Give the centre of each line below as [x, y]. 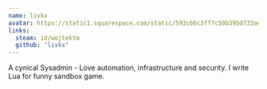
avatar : [21, 23]
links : [19, 30]
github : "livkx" [42, 45]
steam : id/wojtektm [48, 38]
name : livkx [28, 15]
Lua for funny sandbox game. [56, 76]
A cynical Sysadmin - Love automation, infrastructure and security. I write [128, 68]
